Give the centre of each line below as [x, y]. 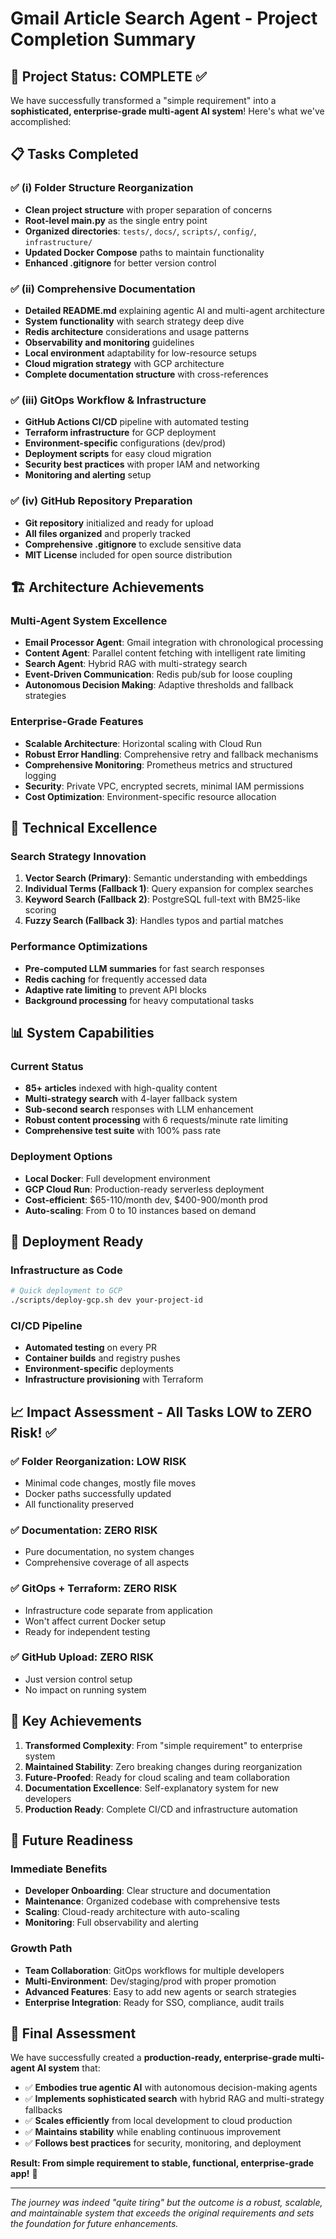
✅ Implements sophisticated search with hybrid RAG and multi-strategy [174, 2099]
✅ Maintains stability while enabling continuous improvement [153, 2132]
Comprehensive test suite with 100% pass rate [123, 1131]
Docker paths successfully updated [98, 1493]
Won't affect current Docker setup [95, 1621]
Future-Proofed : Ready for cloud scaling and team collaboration [157, 1777]
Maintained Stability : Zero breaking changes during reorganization [163, 1766]
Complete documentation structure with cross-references [146, 374]
